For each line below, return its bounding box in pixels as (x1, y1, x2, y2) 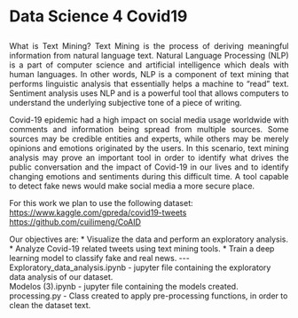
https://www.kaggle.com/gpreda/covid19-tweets (9, 207, 187, 219)
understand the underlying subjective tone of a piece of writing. (9, 98, 242, 108)
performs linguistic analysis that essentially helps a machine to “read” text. (9, 78, 289, 90)
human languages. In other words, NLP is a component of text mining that (9, 69, 289, 80)
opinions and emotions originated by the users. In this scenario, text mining (9, 143, 289, 154)
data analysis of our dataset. (9, 272, 114, 282)
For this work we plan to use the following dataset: (9, 198, 193, 209)
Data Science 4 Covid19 (9, 6, 188, 27)
